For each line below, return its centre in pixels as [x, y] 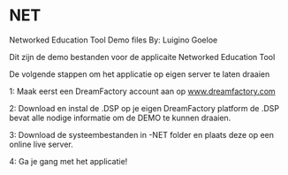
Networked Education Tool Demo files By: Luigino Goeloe [114, 40]
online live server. [41, 144]
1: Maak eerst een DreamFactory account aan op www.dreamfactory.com [142, 91]
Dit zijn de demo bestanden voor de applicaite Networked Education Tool [142, 57]
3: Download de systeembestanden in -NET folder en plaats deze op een [142, 134]
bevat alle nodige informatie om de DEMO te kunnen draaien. [120, 118]
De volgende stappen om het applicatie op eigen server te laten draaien [140, 74]
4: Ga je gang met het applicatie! [68, 161]
